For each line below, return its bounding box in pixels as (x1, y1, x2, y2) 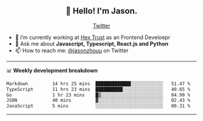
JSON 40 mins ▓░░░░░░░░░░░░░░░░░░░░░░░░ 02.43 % (6, 98, 190, 104)
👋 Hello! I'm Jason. (65, 6, 138, 16)
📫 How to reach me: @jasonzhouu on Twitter (14, 46, 129, 54)
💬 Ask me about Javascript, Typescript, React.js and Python (14, 40, 169, 47)
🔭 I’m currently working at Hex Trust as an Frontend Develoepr (14, 34, 170, 41)
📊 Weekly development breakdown (6, 67, 98, 74)
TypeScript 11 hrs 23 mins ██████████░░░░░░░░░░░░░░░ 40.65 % (6, 86, 190, 92)
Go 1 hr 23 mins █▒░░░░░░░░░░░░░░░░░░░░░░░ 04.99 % (6, 92, 190, 98)
